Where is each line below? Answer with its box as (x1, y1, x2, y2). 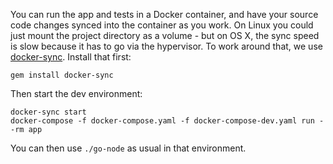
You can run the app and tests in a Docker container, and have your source (10, 9, 319, 20)
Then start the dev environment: (10, 88, 143, 99)
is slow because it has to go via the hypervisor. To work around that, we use (10, 40, 323, 52)
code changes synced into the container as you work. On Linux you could (10, 19, 314, 31)
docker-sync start (10, 107, 87, 117)
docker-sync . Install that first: (10, 51, 132, 63)
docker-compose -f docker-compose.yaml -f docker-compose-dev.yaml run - (10, 116, 325, 126)
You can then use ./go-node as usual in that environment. (10, 142, 247, 154)
